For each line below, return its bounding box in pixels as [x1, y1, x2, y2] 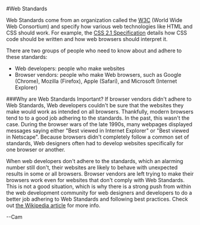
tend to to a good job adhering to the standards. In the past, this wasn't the [6, 114, 190, 121]
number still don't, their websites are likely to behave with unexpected [6, 164, 178, 171]
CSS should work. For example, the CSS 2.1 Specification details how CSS [6, 29, 187, 36]
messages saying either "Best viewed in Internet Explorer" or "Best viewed [6, 127, 189, 134]
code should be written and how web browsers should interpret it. [6, 36, 168, 42]
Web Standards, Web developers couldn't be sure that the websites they [6, 102, 184, 109]
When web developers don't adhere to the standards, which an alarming [6, 158, 183, 164]
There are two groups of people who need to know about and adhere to [6, 47, 182, 54]
